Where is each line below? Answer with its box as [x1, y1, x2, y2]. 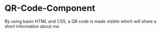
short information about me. [4, 23, 61, 29]
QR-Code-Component [4, 3, 96, 14]
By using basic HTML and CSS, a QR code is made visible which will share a [4, 18, 157, 24]
